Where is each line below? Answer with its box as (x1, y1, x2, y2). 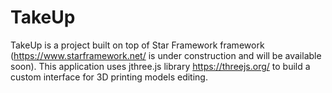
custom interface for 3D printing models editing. (10, 71, 208, 83)
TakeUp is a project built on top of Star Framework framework (10, 39, 265, 51)
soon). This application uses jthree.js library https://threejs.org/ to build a (10, 60, 311, 72)
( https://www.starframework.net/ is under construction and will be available (10, 49, 322, 61)
